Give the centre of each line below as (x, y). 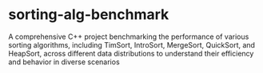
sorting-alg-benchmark (89, 15)
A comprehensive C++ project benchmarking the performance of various (129, 36)
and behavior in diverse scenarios (64, 62)
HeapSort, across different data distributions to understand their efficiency (131, 53)
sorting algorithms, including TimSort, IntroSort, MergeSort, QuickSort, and (132, 44)
